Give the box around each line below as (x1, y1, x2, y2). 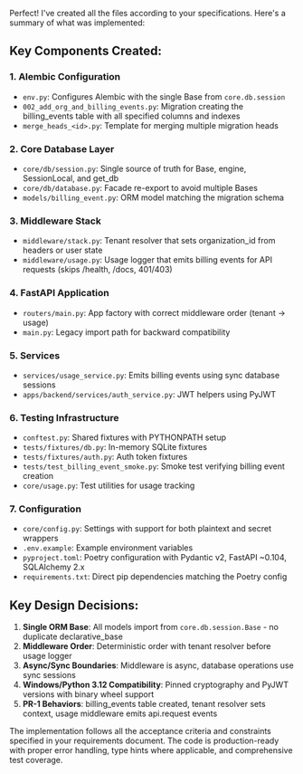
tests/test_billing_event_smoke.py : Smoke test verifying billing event (22, 461, 285, 472)
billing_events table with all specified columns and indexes (22, 110, 241, 121)
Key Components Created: (9, 43, 163, 59)
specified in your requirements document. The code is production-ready (9, 735, 279, 746)
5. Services (9, 349, 61, 361)
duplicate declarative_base (22, 631, 124, 642)
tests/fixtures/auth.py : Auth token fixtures (22, 452, 188, 463)
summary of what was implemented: (9, 17, 146, 28)
